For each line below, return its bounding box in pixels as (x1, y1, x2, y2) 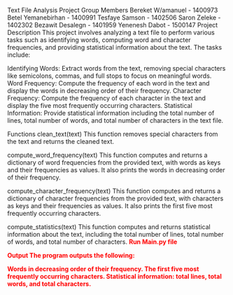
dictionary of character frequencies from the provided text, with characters (7, 194, 224, 203)
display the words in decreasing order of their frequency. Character (7, 87, 202, 95)
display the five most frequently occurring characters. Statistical (7, 102, 192, 109)
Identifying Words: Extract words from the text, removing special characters (7, 64, 226, 72)
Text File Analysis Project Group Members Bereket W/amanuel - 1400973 (7, 6, 218, 14)
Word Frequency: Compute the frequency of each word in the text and (7, 79, 210, 87)
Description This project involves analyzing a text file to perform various (7, 28, 215, 36)
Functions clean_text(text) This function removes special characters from (7, 130, 218, 138)
